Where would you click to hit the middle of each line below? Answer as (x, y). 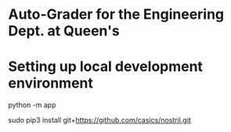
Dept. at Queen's (64, 31)
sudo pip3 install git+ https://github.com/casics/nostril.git (100, 120)
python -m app (32, 105)
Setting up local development (106, 67)
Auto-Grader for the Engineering (116, 14)
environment (51, 83)
